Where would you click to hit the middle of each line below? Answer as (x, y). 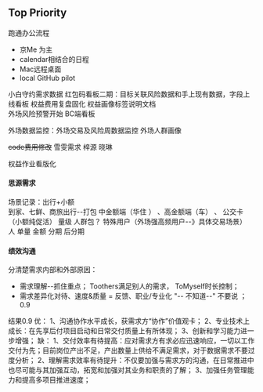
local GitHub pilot (47, 78)
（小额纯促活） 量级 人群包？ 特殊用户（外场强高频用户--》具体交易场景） (127, 222)
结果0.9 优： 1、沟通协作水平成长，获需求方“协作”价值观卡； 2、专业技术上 (129, 321)
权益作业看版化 (32, 163)
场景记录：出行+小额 (41, 202)
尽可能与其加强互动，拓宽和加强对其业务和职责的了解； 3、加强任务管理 (131, 370)
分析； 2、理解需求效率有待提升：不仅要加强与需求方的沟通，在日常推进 (131, 361)
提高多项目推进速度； (56, 380)
